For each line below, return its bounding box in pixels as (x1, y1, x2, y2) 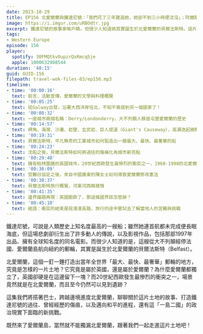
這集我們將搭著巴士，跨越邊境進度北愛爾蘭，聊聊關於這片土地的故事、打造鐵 (6, 294, 197, 301)
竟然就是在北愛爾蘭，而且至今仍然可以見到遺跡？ (6, 281, 128, 288)
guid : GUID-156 (6, 71, 45, 77)
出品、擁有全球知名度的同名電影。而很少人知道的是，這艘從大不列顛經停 (6, 238, 186, 245)
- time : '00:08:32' (6, 110, 56, 116)
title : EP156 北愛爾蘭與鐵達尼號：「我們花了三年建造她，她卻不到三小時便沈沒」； (6, 14, 185, 21)
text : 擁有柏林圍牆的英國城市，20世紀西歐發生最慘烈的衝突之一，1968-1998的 (11, 161, 184, 167)
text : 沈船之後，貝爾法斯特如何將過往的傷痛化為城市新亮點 (11, 149, 141, 155)
